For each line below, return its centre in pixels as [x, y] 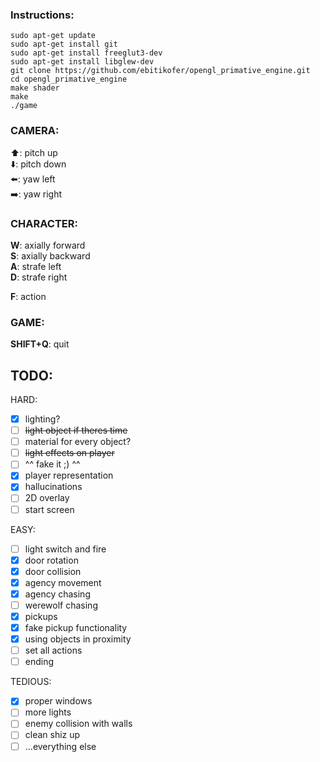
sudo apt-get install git [64, 44]
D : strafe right [39, 277]
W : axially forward [48, 245]
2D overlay [47, 498]
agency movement [63, 582]
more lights [48, 712]
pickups [41, 616]
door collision [53, 571]
